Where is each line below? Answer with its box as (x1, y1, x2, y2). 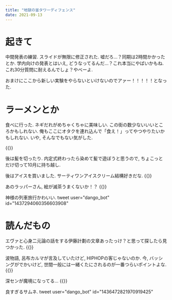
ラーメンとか (5, 104, 59, 115)
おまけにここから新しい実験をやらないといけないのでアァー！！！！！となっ (5, 77, 167, 84)
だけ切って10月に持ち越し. (5, 162, 61, 168)
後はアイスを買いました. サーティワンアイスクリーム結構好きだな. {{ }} (5, 173, 152, 179)
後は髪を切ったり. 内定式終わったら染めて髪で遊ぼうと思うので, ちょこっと (5, 155, 163, 162)
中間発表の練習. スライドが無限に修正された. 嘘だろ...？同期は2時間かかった (5, 54, 165, 60)
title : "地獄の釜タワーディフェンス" (5, 7, 75, 13)
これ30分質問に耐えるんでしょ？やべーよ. (5, 67, 93, 73)
